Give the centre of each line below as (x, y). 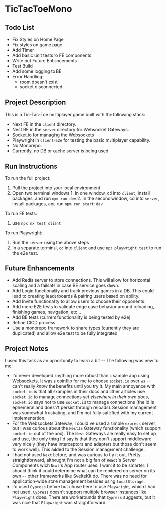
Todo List (20, 28)
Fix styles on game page (37, 45)
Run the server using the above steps (51, 242)
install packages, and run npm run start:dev (57, 204)
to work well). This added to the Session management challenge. (79, 450)
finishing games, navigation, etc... (47, 312)
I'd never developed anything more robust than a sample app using (81, 376)
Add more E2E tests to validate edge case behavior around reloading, (83, 307)
